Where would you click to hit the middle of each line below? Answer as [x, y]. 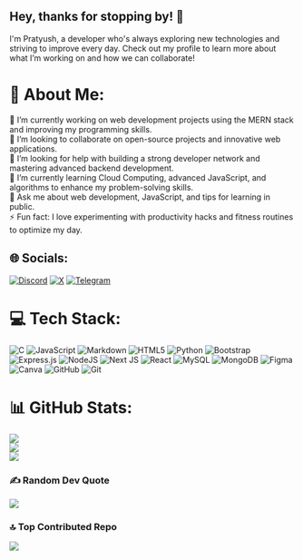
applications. [33, 148]
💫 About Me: [57, 94]
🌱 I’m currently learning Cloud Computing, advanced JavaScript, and [138, 177]
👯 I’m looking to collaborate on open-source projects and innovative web [145, 139]
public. [22, 206]
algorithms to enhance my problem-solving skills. [101, 187]
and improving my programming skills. [81, 129]
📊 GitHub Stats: [71, 407]
